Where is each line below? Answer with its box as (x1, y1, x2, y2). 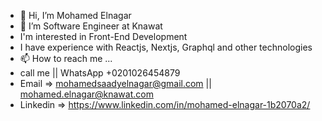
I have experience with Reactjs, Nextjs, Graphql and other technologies (19, 41, 313, 53)
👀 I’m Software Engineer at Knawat (19, 20, 163, 32)
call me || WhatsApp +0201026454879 (19, 67, 181, 79)
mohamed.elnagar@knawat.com (19, 88, 154, 100)
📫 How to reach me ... (19, 53, 113, 64)
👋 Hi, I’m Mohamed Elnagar (19, 10, 132, 21)
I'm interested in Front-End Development (19, 31, 188, 42)
